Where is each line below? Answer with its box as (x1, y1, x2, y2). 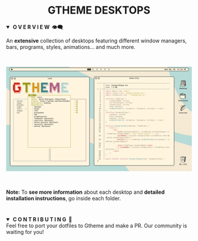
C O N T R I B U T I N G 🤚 (12, 216, 72, 223)
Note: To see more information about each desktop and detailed (6, 188, 165, 196)
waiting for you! (6, 228, 44, 235)
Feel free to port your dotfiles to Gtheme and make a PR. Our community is (6, 222, 187, 229)
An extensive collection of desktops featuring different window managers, (6, 37, 187, 44)
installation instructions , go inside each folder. (6, 195, 121, 202)
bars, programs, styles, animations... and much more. (6, 43, 136, 50)
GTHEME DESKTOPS (47, 4, 151, 17)
